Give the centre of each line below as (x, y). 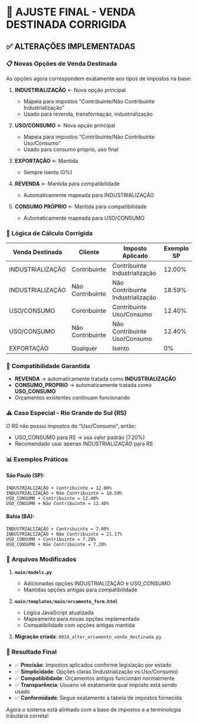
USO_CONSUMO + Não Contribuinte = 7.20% (57, 545)
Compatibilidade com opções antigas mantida (79, 625)
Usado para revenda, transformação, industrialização (88, 114)
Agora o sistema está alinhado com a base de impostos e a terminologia (94, 709)
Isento (121, 349)
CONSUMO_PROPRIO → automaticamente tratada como (83, 385)
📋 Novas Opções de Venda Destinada (62, 63)
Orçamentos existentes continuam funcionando (72, 398)
